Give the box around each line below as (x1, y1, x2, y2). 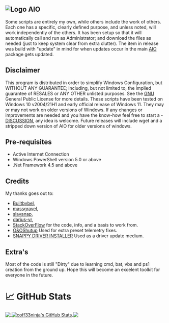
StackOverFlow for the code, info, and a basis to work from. (12, 222, 138, 228)
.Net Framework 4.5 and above (12, 162, 78, 168)
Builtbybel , (12, 200, 36, 207)
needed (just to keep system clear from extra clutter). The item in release (5, 40, 159, 46)
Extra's (5, 247, 29, 256)
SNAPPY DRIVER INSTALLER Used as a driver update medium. (12, 233, 144, 239)
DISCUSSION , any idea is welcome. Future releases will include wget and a (5, 117, 162, 123)
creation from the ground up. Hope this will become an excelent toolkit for (5, 266, 160, 273)
